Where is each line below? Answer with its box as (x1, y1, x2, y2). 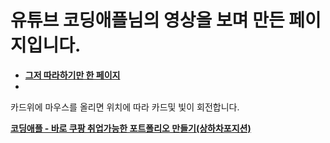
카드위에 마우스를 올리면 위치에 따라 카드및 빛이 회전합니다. (10, 101, 240, 113)
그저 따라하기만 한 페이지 (24, 69, 121, 81)
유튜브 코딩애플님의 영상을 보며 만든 (10, 9, 285, 32)
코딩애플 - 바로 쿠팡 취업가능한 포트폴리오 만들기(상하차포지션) (10, 122, 252, 134)
